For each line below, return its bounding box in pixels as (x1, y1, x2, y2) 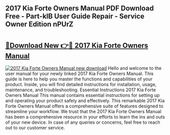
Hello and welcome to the (108, 65, 162, 71)
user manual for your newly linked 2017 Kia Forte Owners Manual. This (5, 71, 154, 76)
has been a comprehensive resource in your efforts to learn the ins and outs (5, 114, 165, 120)
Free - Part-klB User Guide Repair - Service (5, 12, 144, 21)
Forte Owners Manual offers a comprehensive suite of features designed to (5, 103, 163, 109)
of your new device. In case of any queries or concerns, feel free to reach (5, 119, 161, 125)
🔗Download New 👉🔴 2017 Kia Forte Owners (5, 41, 149, 50)
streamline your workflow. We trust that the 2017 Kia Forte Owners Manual (5, 109, 162, 114)
